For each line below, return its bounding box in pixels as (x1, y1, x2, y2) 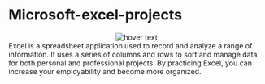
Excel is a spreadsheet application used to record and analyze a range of (8, 40, 253, 50)
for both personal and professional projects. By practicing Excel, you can (8, 58, 252, 68)
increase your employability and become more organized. (8, 66, 202, 76)
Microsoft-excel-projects (8, 6, 183, 24)
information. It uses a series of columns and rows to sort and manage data (8, 49, 258, 59)
